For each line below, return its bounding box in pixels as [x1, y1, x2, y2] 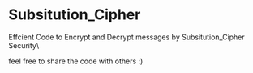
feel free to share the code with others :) [8, 56, 144, 66]
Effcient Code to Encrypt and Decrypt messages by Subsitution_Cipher [8, 32, 245, 42]
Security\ [8, 40, 39, 50]
